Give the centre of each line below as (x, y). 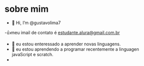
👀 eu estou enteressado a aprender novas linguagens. (66, 44)
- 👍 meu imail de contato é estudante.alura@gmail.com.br (62, 33)
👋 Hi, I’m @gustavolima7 (36, 23)
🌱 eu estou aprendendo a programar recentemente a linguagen (75, 49)
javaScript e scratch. (32, 54)
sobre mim (27, 9)
